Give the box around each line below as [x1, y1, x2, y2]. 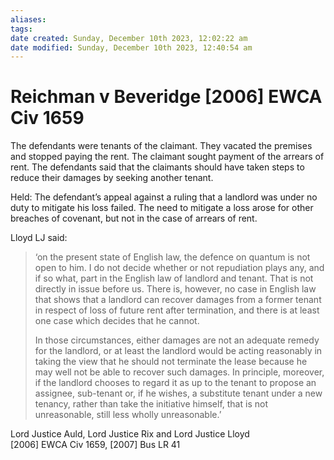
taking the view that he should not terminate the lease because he [34, 356, 308, 368]
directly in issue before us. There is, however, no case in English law [34, 283, 317, 295]
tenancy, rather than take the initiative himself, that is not [34, 398, 268, 410]
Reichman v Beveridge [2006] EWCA [10, 86, 323, 108]
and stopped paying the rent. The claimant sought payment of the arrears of [10, 151, 325, 163]
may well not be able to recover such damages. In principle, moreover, [34, 366, 325, 378]
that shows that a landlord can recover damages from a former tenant [34, 294, 322, 306]
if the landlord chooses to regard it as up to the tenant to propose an [34, 377, 317, 389]
